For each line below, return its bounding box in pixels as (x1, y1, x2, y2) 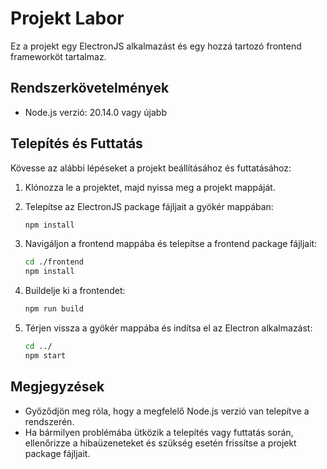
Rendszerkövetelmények (10, 80, 170, 97)
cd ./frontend (24, 257, 84, 267)
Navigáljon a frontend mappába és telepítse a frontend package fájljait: (24, 238, 318, 250)
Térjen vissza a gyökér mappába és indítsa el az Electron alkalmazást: (24, 322, 313, 334)
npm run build (24, 304, 84, 314)
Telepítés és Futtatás (10, 135, 143, 152)
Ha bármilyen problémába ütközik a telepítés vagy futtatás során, (24, 426, 294, 438)
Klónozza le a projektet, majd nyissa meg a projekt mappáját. (24, 181, 276, 193)
